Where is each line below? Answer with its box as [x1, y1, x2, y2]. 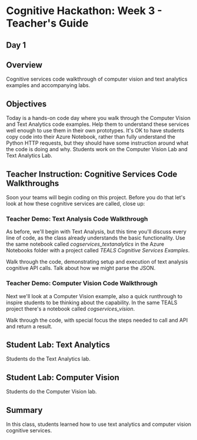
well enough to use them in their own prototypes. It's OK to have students [6, 127, 185, 134]
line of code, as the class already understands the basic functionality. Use [6, 234, 185, 242]
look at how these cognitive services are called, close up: [6, 200, 145, 207]
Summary [6, 405, 43, 415]
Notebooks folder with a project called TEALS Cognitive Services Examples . [6, 247, 190, 254]
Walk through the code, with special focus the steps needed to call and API [6, 316, 188, 324]
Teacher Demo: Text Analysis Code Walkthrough [6, 215, 148, 223]
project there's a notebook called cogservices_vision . [6, 305, 135, 312]
